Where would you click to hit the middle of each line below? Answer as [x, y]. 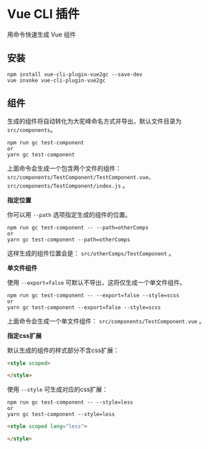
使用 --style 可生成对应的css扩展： [58, 389]
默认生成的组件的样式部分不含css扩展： [63, 350]
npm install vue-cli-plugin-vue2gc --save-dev [75, 74]
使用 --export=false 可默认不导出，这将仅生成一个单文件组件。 [97, 282]
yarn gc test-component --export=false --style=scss [84, 307]
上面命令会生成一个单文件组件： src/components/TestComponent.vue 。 [106, 321]
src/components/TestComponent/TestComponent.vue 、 [81, 176]
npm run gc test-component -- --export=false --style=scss [93, 295]
